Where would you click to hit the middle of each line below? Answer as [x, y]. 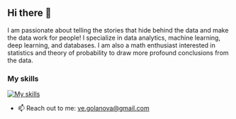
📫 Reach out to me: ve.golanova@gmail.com [84, 108]
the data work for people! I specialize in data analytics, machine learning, [114, 38]
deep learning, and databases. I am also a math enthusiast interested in [112, 45]
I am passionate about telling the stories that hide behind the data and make [118, 30]
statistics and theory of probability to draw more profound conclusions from [118, 52]
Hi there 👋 [29, 13]
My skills [23, 79]
